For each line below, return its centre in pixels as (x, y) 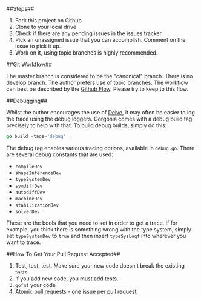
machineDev (29, 199)
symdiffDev (29, 186)
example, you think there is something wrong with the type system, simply (99, 229)
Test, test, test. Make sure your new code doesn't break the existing (100, 265)
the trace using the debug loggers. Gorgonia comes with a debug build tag (99, 119)
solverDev (28, 211)
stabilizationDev (37, 205)
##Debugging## (27, 101)
